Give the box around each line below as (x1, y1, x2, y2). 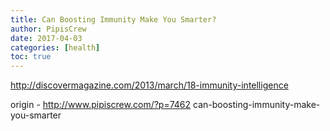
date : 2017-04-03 (10, 33, 83, 43)
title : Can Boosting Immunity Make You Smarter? (10, 14, 217, 25)
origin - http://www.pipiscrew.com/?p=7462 (10, 99, 192, 111)
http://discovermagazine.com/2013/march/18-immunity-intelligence (10, 79, 289, 91)
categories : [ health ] (10, 42, 101, 53)
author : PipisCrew (10, 24, 87, 34)
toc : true (10, 52, 52, 62)
